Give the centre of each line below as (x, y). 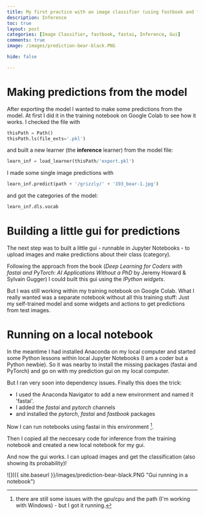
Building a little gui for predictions (94, 231)
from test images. (29, 310)
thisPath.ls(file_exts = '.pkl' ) (46, 138)
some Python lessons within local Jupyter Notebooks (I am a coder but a (97, 358)
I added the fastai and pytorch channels (65, 407)
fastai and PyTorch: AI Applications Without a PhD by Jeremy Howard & (97, 273)
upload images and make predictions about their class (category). (89, 254)
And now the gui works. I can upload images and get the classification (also (101, 457)
